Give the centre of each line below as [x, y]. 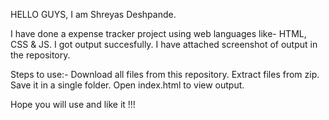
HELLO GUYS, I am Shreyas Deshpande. [93, 14]
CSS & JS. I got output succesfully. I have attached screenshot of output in [164, 44]
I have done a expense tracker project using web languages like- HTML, [158, 33]
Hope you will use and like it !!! [73, 104]
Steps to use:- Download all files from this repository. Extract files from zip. [165, 74]
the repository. [40, 55]
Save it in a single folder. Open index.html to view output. [127, 85]
